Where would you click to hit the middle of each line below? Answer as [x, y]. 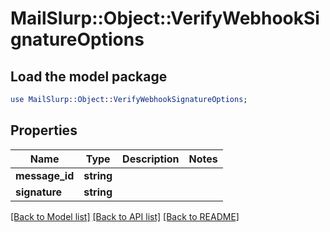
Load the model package [89, 76]
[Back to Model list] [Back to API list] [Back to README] [125, 216]
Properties [44, 130]
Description [151, 159]
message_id [45, 175]
